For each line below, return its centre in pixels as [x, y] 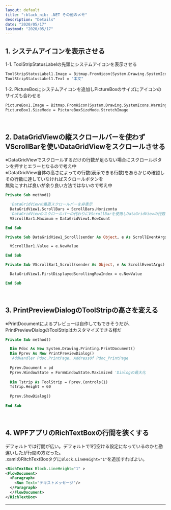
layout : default [22, 10]
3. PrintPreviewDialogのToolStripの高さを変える [82, 310]
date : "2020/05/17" [26, 24]
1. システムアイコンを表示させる [55, 51]
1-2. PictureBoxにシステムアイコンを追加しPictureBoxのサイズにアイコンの [83, 89]
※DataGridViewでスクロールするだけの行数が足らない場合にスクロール [79, 160]
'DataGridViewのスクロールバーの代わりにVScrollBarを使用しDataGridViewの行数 [88, 214]
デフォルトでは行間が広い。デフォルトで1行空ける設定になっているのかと [82, 446]
